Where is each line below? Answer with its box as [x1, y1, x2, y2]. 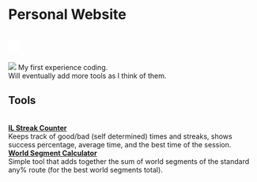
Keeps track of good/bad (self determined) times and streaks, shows [8, 132, 232, 141]
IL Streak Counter [8, 123, 67, 132]
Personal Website [8, 6, 127, 24]
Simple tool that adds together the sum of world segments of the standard [8, 156, 250, 166]
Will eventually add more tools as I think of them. [8, 71, 167, 80]
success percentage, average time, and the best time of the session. [8, 139, 232, 149]
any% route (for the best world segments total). [8, 165, 164, 174]
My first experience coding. [17, 62, 108, 72]
